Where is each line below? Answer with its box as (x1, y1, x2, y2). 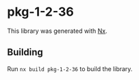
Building (7, 46, 43, 58)
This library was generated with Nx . (7, 27, 108, 35)
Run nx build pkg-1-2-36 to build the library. (7, 64, 133, 72)
